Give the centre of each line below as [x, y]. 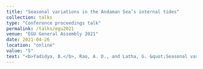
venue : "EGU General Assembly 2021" [52, 34]
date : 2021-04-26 [28, 40]
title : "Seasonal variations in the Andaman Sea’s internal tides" [93, 12]
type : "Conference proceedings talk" [54, 23]
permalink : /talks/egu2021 [40, 28]
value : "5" [20, 51]
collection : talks [29, 17]
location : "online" [31, 46]
